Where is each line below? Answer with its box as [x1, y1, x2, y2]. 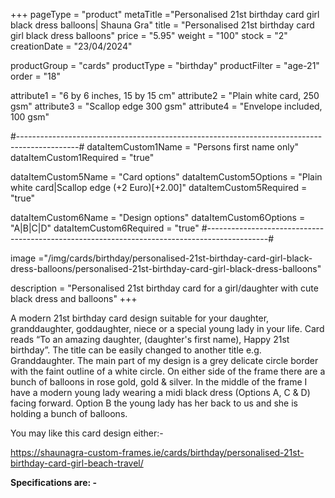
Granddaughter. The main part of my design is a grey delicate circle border [10, 355, 319, 366]
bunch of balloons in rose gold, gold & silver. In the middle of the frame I [10, 376, 308, 388]
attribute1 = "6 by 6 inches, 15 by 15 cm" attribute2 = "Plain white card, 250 [10, 90, 320, 101]
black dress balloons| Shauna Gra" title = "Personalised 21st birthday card [10, 19, 315, 31]
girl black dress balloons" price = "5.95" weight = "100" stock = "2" [10, 30, 288, 41]
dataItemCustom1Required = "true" [10, 152, 155, 163]
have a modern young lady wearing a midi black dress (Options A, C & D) [10, 387, 311, 398]
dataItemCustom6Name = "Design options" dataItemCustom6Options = [10, 212, 306, 223]
